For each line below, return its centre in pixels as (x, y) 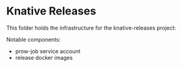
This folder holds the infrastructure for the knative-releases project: (91, 28)
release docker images (44, 57)
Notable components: (34, 39)
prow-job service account (48, 51)
